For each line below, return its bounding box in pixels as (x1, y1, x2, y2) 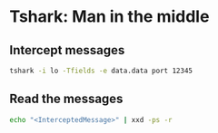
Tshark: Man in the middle (9, 6, 210, 27)
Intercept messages (9, 43, 125, 58)
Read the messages (9, 91, 124, 107)
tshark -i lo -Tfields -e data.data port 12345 (9, 66, 193, 75)
